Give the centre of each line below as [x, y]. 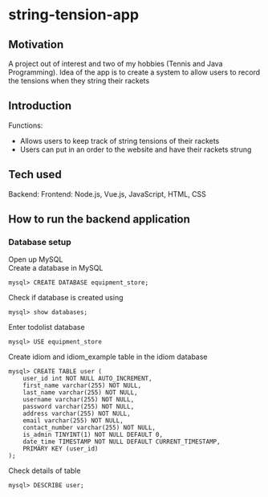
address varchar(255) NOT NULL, [77, 414]
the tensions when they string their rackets [79, 81]
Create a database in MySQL [56, 268]
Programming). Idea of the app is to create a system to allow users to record [134, 72]
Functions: [26, 125]
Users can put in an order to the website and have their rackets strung [136, 149]
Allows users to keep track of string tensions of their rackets [120, 141]
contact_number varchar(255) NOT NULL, [89, 428]
